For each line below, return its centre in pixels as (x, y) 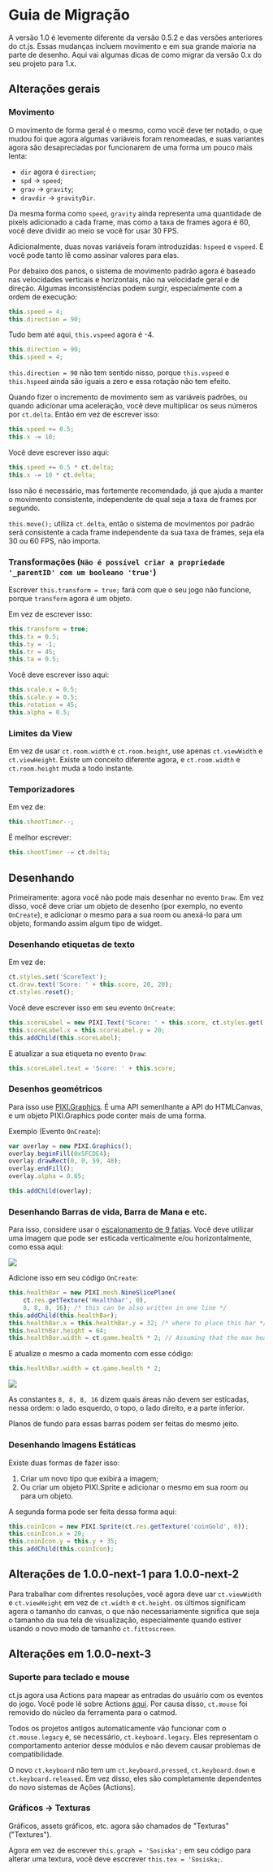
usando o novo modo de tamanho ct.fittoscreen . (92, 1628)
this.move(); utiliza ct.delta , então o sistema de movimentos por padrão (132, 523)
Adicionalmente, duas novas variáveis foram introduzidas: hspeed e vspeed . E (136, 247)
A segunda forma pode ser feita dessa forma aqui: (93, 1512)
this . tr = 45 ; (32, 652)
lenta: (18, 155)
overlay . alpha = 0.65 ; (47, 1176)
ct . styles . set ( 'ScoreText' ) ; (58, 977)
